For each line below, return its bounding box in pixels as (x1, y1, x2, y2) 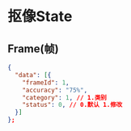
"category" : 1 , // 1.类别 (22, 93, 107, 101)
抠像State (7, 7, 73, 26)
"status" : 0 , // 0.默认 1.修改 (22, 101, 123, 109)
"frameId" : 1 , (22, 78, 70, 87)
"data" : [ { (15, 71, 52, 79)
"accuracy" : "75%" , (22, 86, 88, 94)
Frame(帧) (7, 42, 59, 55)
